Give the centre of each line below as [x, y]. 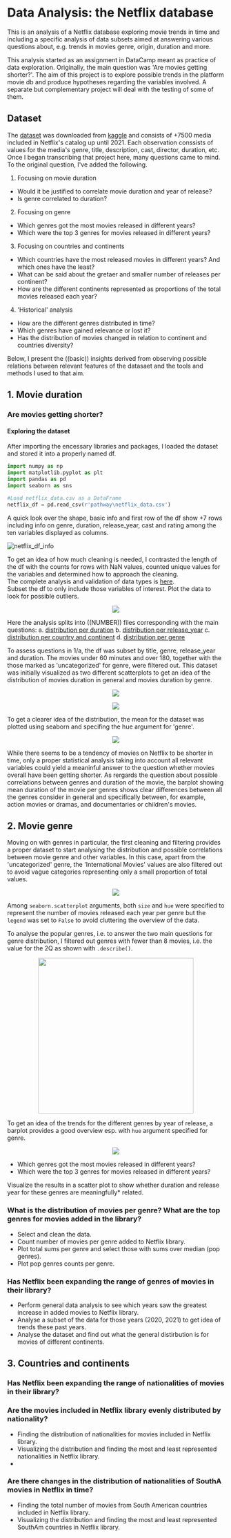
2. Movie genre [40, 826]
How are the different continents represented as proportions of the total [119, 289]
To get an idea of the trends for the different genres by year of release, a [110, 1123]
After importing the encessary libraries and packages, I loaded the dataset [113, 447]
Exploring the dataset [39, 431]
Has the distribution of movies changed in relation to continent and [112, 337]
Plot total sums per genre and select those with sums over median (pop [119, 1248]
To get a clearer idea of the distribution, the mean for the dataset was [106, 719]
